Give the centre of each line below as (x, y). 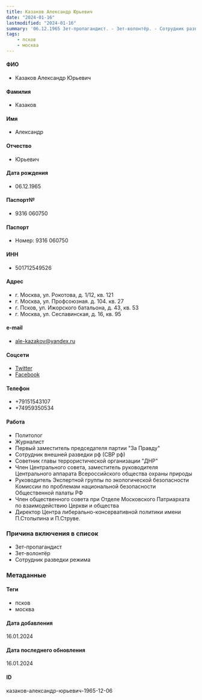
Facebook (27, 375)
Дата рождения (27, 173)
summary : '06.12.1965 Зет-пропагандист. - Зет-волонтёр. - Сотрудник (95, 29)
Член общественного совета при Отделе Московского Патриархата (103, 499)
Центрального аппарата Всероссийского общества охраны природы (103, 473)
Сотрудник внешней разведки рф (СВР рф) (70, 454)
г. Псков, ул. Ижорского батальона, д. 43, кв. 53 (77, 308)
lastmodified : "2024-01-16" (41, 23)
